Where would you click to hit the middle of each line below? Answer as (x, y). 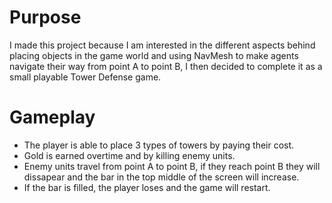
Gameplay (52, 117)
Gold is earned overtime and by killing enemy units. (129, 155)
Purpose (45, 17)
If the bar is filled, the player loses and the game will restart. (147, 187)
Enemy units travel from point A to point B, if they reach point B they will (172, 166)
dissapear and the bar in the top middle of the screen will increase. (161, 177)
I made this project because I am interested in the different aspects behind (162, 45)
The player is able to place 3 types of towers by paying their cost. (159, 145)
